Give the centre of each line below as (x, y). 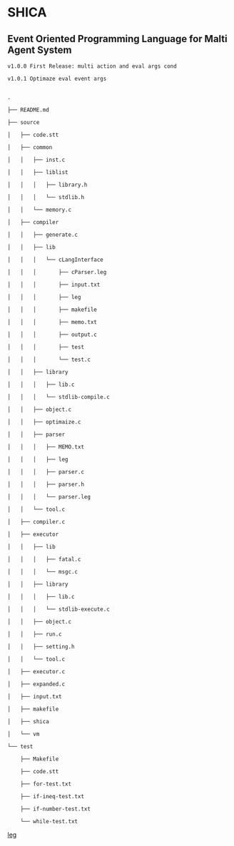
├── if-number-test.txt (56, 809)
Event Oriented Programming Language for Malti (117, 39)
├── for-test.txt (46, 784)
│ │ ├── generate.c (43, 235)
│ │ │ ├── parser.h (46, 484)
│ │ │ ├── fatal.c (44, 559)
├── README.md (29, 110)
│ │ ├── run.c (35, 634)
